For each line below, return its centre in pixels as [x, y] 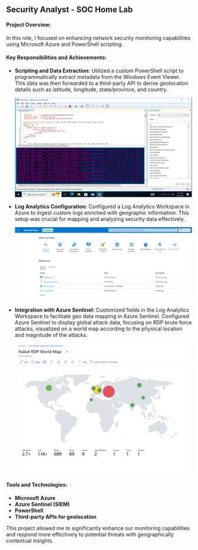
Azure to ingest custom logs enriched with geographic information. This [102, 213]
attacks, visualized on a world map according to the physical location [98, 329]
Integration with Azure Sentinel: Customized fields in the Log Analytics [102, 310]
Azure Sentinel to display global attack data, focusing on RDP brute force [103, 323]
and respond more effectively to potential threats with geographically [90, 534]
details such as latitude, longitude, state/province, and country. [91, 89]
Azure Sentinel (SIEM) [42, 504]
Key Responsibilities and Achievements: [57, 58]
